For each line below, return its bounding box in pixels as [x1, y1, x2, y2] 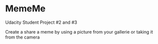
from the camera [5, 34, 40, 40]
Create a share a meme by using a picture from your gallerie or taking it [5, 29, 153, 35]
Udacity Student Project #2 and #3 [5, 19, 77, 25]
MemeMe [5, 3, 46, 14]
